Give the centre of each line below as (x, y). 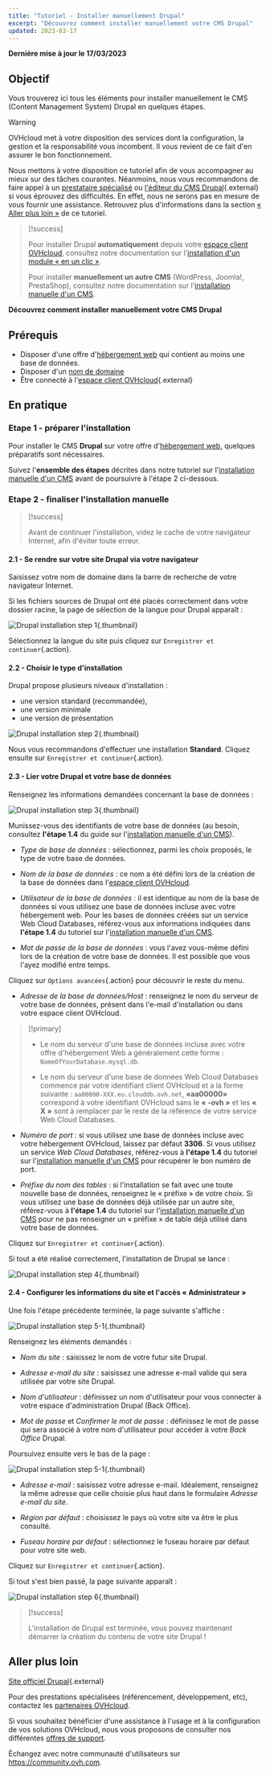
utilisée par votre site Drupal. (67, 1381)
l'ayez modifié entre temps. (65, 965)
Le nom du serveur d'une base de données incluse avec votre (142, 1044)
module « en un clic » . (65, 261)
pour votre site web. (53, 1550)
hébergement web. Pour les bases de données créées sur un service (134, 915)
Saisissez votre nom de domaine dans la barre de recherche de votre (123, 577)
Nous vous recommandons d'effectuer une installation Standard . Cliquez (129, 749)
